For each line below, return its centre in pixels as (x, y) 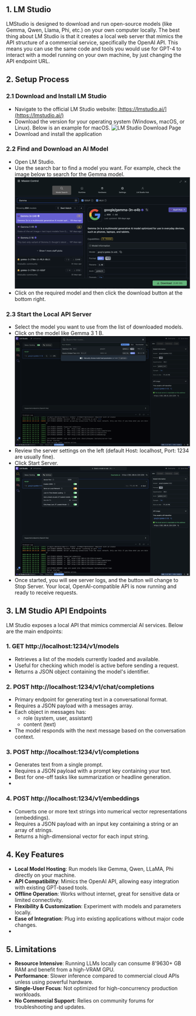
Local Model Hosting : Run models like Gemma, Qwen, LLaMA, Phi (94, 868)
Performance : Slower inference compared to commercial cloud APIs (97, 976)
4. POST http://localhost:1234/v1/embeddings (73, 799)
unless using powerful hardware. (54, 982)
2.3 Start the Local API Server (49, 314)
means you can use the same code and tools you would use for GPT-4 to (94, 49)
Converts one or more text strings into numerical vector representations (101, 811)
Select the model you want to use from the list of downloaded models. (99, 327)
